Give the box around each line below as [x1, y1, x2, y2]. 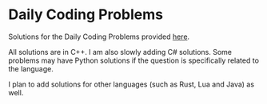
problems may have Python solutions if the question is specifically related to [8, 56, 260, 65]
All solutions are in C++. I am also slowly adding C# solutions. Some [8, 47, 232, 56]
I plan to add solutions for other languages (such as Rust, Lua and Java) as [8, 79, 254, 89]
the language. [8, 64, 54, 73]
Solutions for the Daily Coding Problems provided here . [8, 32, 190, 41]
